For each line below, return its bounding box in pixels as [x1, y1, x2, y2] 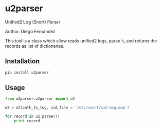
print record [14, 119, 40, 124]
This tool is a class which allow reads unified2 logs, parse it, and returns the [5, 37, 157, 44]
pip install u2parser [5, 70, 49, 75]
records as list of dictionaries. [5, 43, 65, 49]
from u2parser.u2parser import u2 [5, 96, 75, 101]
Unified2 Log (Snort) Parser [5, 19, 61, 25]
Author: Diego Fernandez [5, 28, 56, 34]
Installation [5, 57, 40, 66]
